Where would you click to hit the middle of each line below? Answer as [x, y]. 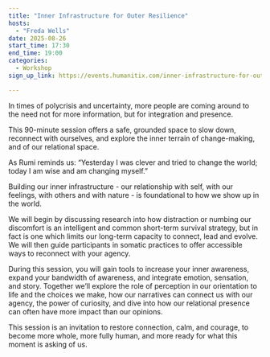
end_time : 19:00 [35, 53]
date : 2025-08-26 [37, 38]
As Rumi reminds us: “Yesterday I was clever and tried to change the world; [133, 162]
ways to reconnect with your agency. [70, 253]
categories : [28, 61]
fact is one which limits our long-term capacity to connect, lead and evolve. [133, 236]
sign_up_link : [32, 76]
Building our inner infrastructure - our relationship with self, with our [121, 187]
